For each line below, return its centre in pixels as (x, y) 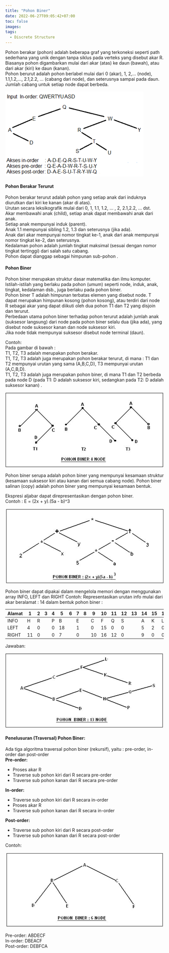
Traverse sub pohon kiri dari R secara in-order (60, 800)
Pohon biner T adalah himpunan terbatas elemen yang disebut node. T (78, 295)
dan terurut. (17, 311)
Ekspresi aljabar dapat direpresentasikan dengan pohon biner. (69, 496)
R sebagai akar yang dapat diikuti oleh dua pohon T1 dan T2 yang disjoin (80, 306)
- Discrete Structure (32, 37)
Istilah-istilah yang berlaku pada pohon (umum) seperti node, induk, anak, (82, 285)
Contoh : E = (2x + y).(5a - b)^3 (38, 501)
